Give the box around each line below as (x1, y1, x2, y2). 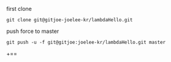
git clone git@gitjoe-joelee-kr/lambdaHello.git (6, 17, 133, 23)
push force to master (6, 27, 59, 35)
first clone (6, 5, 32, 12)
